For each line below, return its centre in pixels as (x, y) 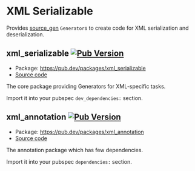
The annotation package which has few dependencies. (75, 150)
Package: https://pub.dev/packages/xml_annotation (79, 132)
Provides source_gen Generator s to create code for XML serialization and (97, 28)
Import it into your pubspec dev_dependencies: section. (75, 98)
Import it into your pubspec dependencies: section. (69, 161)
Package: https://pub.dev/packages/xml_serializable (81, 68)
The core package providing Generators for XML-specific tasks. (86, 86)
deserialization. (25, 34)
